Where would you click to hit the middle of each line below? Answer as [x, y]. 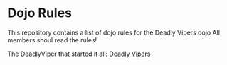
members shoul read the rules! [52, 40]
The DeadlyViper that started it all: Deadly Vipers [79, 54]
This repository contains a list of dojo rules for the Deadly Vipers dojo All [114, 32]
